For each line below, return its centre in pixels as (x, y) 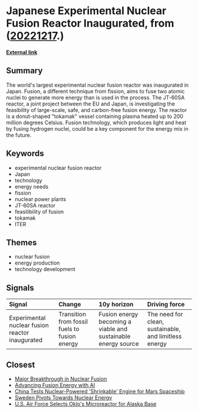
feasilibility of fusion (39, 212)
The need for (165, 315)
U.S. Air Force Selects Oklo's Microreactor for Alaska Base (85, 404)
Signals (20, 288)
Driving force (166, 305)
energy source (119, 344)
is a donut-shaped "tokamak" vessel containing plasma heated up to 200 (95, 116)
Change (70, 305)
